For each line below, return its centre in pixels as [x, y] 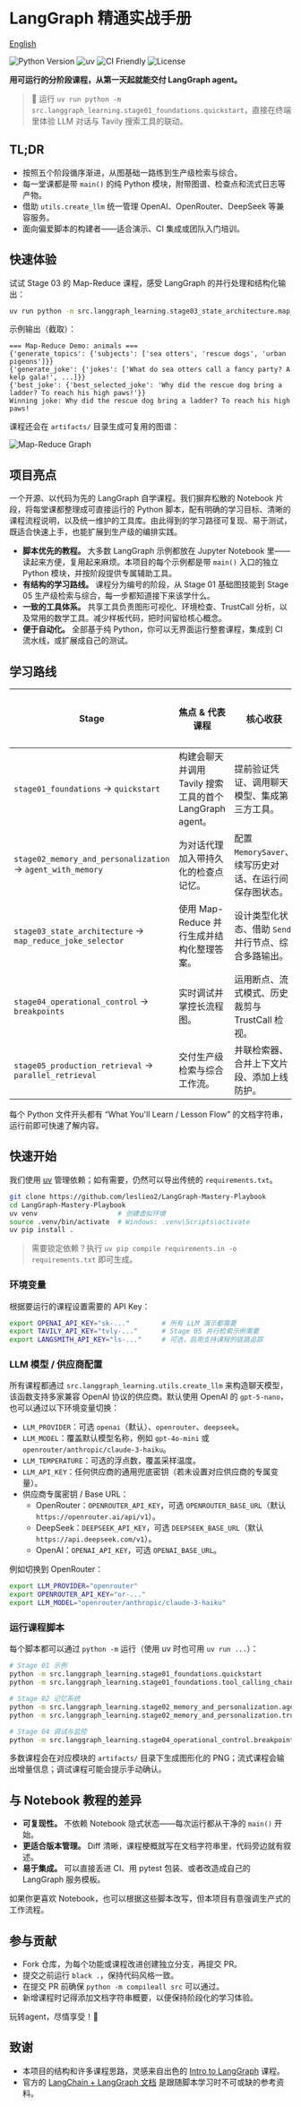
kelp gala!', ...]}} [48, 377]
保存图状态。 [261, 893]
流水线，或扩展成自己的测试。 [77, 641]
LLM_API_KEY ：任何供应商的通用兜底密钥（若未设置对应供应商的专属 [146, 1472]
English [23, 43]
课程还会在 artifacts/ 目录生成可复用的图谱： [95, 427]
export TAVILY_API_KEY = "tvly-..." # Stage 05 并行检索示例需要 [134, 1332]
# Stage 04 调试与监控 [48, 1731]
